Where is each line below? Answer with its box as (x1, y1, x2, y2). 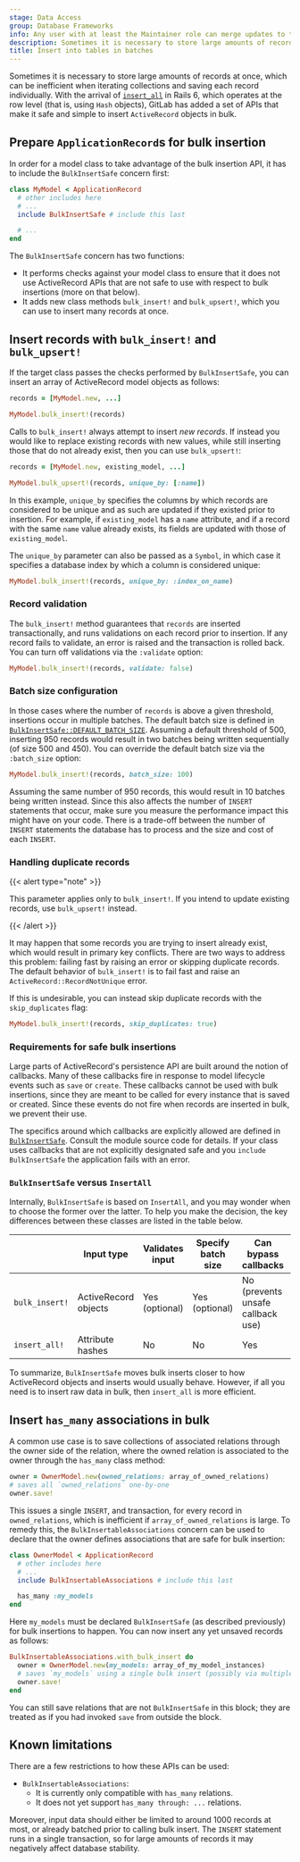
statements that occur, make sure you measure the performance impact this (9, 805, 288, 815)
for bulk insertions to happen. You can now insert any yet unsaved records (9, 1626, 284, 1637)
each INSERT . (9, 833, 56, 844)
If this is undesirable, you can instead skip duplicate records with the (9, 993, 262, 1004)
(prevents (242, 1285, 283, 1298)
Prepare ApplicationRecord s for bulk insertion (9, 135, 266, 150)
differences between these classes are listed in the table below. (9, 1215, 243, 1226)
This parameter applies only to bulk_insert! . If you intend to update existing (9, 894, 290, 905)
